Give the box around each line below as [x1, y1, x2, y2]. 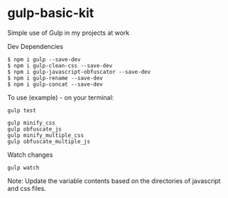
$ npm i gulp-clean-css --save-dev [7, 62, 113, 69]
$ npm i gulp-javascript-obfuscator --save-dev [7, 68, 151, 75]
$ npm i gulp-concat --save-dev [7, 80, 103, 88]
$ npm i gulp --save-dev [7, 55, 81, 63]
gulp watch [7, 164, 40, 171]
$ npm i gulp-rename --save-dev [7, 75, 103, 82]
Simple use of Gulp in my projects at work [7, 28, 130, 37]
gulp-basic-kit [7, 5, 94, 21]
